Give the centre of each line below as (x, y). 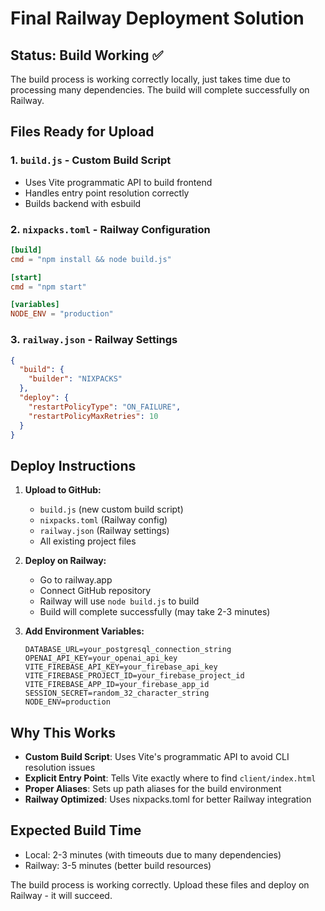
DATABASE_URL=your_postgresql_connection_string (128, 650)
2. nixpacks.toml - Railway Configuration (110, 229)
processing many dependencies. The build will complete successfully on (160, 90)
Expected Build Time (76, 830)
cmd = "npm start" (48, 287)
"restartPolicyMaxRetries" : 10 (93, 416)
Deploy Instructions (73, 465)
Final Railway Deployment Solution (157, 18)
